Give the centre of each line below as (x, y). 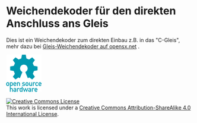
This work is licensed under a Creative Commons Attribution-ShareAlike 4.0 (99, 108)
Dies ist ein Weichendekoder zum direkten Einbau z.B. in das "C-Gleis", (93, 40)
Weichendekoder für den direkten (91, 11)
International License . (33, 113)
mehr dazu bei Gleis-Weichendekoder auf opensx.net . (73, 46)
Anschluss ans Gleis (57, 23)
